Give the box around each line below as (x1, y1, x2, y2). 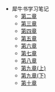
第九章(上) (20, 65, 46, 71)
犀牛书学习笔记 (11, 5, 49, 12)
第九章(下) (20, 72, 46, 79)
